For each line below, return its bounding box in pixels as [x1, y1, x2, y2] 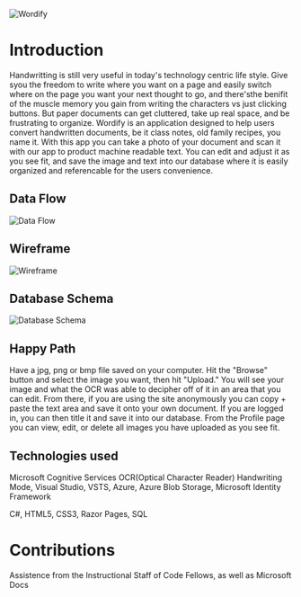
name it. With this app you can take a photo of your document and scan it [9, 136, 281, 147]
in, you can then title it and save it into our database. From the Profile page [9, 413, 286, 423]
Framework [9, 491, 51, 502]
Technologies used [9, 448, 119, 463]
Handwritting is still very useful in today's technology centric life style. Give [9, 69, 288, 80]
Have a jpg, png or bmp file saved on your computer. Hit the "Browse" [9, 365, 268, 376]
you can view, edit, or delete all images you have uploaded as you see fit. [9, 423, 280, 433]
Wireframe [9, 241, 71, 256]
